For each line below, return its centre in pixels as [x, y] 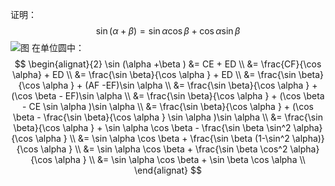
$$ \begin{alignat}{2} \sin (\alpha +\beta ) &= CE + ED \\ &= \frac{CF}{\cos [168, 64]
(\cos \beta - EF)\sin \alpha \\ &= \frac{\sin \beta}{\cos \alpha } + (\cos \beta [168, 96]
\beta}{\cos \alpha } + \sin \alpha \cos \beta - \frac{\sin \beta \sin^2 [152, 127]
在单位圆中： [58, 47]
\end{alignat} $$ [168, 170]
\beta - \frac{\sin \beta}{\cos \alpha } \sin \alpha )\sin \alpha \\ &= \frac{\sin [168, 117]
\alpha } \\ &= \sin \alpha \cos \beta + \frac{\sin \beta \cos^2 [164, 149]
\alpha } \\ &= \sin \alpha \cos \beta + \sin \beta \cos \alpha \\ [180, 159]
